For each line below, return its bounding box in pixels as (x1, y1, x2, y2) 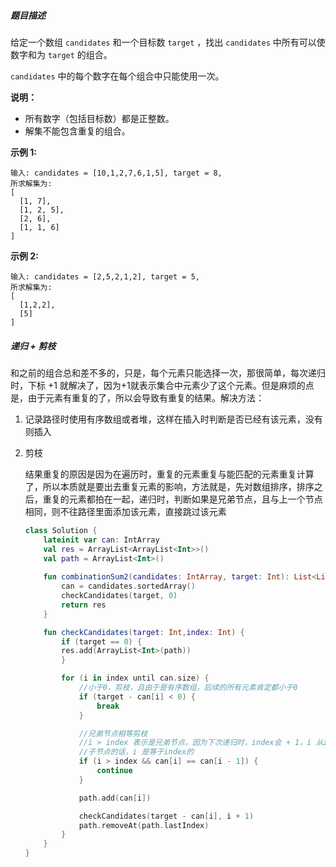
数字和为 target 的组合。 (10, 48, 113, 60)
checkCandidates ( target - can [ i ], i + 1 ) (78, 811, 255, 821)
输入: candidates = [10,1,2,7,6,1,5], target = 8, (10, 168, 223, 178)
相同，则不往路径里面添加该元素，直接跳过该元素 (24, 505, 227, 517)
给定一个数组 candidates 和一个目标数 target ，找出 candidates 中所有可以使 (10, 36, 326, 48)
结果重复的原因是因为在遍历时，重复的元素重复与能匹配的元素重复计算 (24, 468, 315, 480)
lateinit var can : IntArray (43, 535, 160, 545)
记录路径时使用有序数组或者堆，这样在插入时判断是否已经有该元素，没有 (24, 413, 323, 425)
